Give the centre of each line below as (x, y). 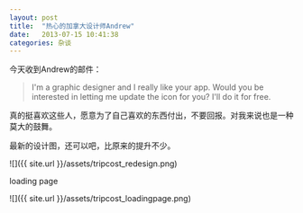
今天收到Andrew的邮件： (55, 69)
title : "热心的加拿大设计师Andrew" (72, 26)
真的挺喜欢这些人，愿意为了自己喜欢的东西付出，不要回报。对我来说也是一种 (151, 115)
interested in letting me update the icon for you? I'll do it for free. (151, 97)
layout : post (34, 18)
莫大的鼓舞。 (33, 127)
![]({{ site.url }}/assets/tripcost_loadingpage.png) (101, 199)
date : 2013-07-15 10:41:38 (64, 34)
